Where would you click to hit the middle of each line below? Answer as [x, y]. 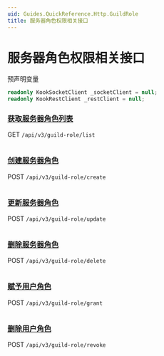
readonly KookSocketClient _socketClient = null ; [83, 93]
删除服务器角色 [33, 245]
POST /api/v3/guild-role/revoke [57, 344]
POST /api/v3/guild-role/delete [57, 261]
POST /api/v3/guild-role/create [57, 177]
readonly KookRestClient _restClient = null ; [76, 99]
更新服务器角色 [33, 202]
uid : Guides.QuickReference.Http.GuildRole [73, 14]
